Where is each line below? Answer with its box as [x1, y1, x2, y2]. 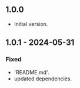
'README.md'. [14, 69, 49, 76]
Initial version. [14, 20, 48, 27]
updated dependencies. [14, 75, 72, 82]
